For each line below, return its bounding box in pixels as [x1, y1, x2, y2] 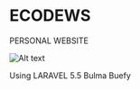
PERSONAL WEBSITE [9, 35, 89, 46]
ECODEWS [9, 5, 91, 26]
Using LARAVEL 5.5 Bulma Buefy [9, 69, 131, 81]
